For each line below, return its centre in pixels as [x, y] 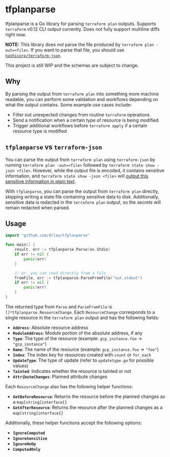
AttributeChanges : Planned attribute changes [60, 376]
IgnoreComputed [29, 433]
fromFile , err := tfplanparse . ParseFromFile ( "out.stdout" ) [79, 278]
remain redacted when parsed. [38, 207]
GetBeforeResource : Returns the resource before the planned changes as [89, 396]
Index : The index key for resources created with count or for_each [82, 354]
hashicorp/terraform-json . [33, 55]
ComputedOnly [27, 449]
